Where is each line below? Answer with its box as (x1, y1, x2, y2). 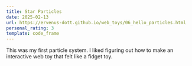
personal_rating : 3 (6, 25, 54, 31)
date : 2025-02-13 (6, 14, 49, 20)
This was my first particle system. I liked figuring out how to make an (6, 47, 174, 54)
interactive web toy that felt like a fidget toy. (6, 53, 113, 60)
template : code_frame (6, 31, 60, 37)
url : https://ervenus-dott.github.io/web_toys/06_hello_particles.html (6, 19, 186, 25)
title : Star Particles (6, 8, 62, 15)
